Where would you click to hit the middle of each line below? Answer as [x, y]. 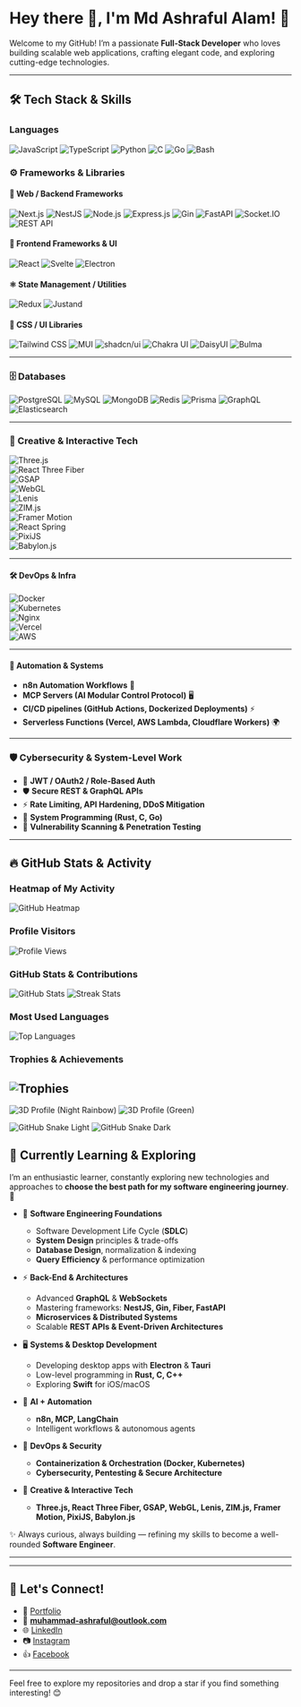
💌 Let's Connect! [57, 1589]
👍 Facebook [46, 1654]
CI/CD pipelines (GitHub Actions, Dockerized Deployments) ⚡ [138, 709]
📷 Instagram [46, 1640]
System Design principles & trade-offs [107, 1240]
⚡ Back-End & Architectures [75, 1277]
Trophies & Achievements [66, 1059]
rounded [25, 1544]
